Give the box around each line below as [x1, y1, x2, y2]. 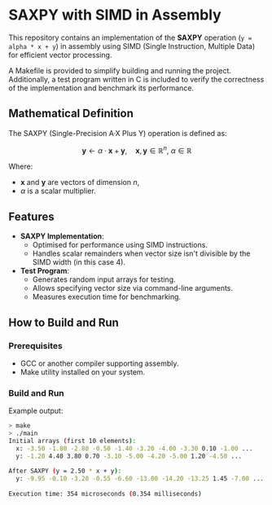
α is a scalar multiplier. [20, 186, 96, 196]
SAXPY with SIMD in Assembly [8, 6, 222, 24]
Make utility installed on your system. [20, 367, 146, 376]
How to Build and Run [8, 315, 120, 329]
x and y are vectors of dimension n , [20, 178, 140, 187]
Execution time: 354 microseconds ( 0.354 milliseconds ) [8, 490, 202, 498]
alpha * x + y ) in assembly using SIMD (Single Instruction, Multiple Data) [8, 41, 256, 50]
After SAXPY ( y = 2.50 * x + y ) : [8, 467, 122, 476]
